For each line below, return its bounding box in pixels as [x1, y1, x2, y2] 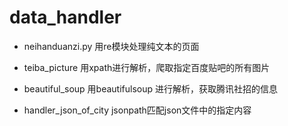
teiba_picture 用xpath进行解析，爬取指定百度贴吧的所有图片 [23, 61, 271, 73]
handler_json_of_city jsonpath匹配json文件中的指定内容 [23, 104, 252, 116]
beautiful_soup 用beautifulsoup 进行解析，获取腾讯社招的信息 [23, 82, 278, 95]
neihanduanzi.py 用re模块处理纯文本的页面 [23, 40, 200, 52]
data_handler [9, 6, 122, 29]
